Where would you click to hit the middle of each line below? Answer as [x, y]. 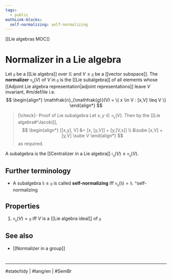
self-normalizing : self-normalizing [49, 24]
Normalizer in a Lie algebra [63, 60]
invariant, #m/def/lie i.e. [30, 92]
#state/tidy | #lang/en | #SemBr [39, 271]
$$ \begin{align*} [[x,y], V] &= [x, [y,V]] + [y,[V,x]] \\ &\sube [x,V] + [92, 130]
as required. [30, 143]
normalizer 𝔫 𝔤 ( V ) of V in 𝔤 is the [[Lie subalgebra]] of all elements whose [81, 80]
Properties [23, 206]
